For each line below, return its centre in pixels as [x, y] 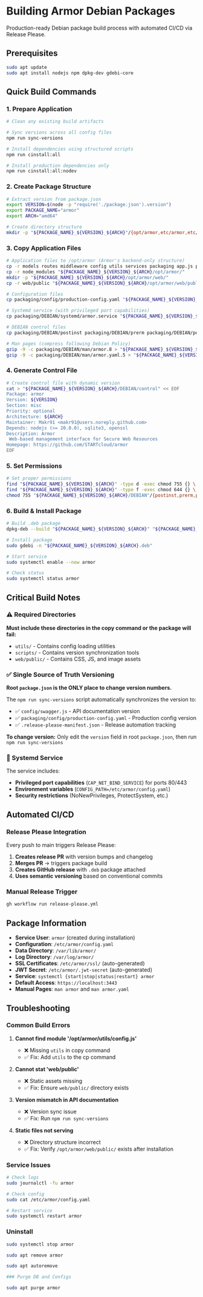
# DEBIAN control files [36, 327]
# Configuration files [35, 294]
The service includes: [33, 771]
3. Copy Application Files [44, 248]
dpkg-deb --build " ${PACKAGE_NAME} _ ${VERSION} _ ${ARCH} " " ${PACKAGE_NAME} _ [102, 529]
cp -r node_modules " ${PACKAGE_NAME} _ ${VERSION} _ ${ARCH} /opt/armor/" [96, 272]
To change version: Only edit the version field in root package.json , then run [101, 737]
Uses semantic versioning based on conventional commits [89, 876]
